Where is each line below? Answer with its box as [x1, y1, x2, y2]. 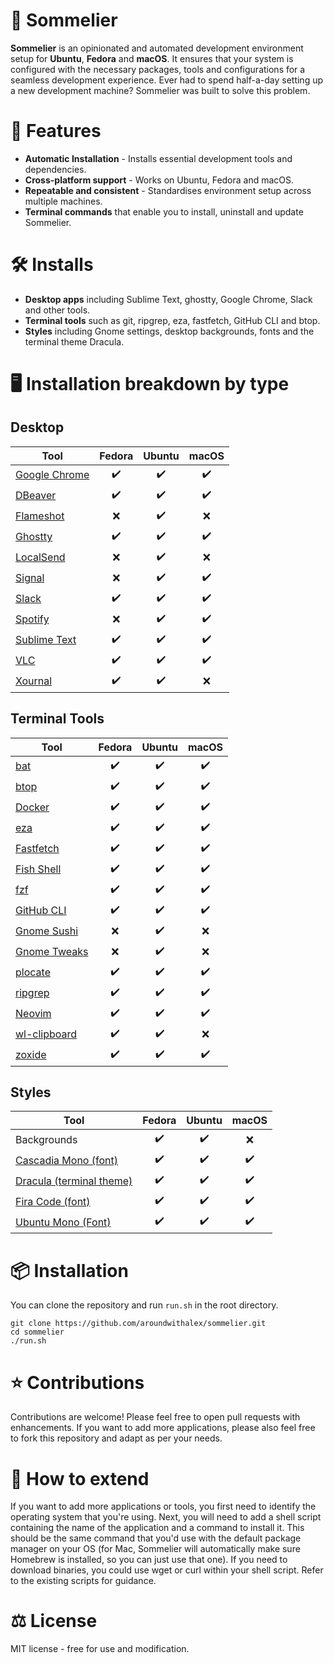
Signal [15, 571, 45, 585]
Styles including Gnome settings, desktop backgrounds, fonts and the [24, 325, 315, 337]
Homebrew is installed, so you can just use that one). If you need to [10, 1554, 288, 1566]
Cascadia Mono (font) [15, 1153, 118, 1167]
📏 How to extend [10, 1467, 150, 1490]
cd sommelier [10, 1327, 65, 1338]
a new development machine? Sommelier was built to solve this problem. [10, 84, 311, 96]
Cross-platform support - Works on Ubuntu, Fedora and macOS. [24, 174, 295, 186]
